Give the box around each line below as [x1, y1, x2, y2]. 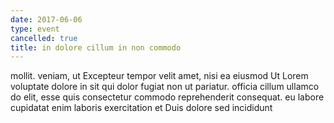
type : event [10, 24, 60, 34]
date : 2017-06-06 [10, 14, 83, 25]
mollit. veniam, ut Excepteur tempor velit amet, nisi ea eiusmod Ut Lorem [10, 70, 309, 82]
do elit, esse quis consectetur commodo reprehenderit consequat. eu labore [10, 91, 325, 103]
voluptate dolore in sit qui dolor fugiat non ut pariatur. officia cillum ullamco [10, 81, 320, 93]
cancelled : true [10, 33, 78, 43]
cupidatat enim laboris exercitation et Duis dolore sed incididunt [10, 102, 273, 114]
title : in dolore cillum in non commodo [10, 42, 182, 53]
